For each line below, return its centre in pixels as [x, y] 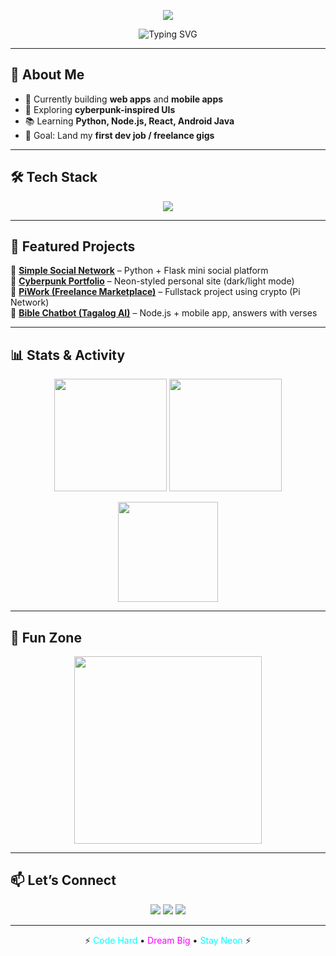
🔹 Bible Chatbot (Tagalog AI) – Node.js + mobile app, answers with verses [164, 313]
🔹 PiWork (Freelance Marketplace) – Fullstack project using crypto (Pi [155, 292]
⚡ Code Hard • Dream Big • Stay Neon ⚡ [168, 940]
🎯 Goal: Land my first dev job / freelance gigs [119, 135]
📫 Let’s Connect [63, 880]
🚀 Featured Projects [73, 246]
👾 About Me [47, 75]
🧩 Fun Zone [46, 637]
